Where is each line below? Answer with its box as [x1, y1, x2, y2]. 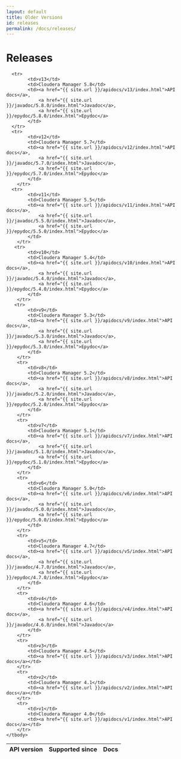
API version [9, 745, 43, 754]
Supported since [49, 745, 98, 754]
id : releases [6, 20, 39, 26]
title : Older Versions [6, 14, 63, 20]
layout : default [6, 8, 47, 15]
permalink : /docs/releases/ [6, 25, 77, 32]
